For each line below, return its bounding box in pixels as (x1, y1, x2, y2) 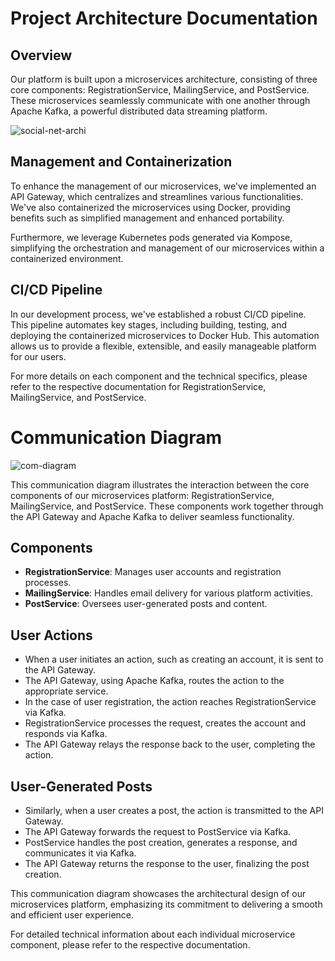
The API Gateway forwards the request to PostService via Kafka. (24, 826, 292, 837)
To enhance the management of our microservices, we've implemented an (10, 180, 317, 192)
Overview (10, 47, 73, 64)
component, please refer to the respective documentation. (10, 939, 251, 951)
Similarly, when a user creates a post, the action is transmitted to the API (24, 805, 324, 816)
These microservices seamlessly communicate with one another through (10, 95, 311, 106)
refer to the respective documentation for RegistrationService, (10, 380, 267, 392)
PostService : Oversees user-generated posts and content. (24, 598, 268, 610)
